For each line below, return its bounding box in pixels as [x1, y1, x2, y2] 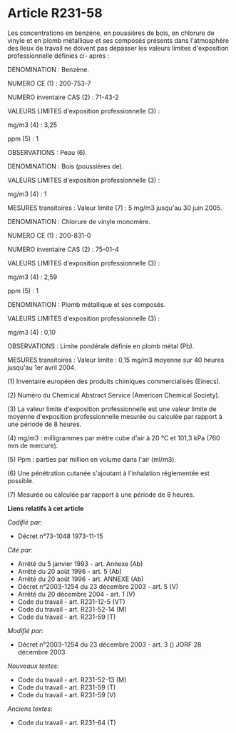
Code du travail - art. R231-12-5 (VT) [17, 597, 126, 606]
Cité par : [7, 545, 34, 554]
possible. [7, 476, 34, 485]
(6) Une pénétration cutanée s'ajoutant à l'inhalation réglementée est [7, 469, 210, 477]
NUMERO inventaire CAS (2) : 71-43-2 [7, 93, 119, 101]
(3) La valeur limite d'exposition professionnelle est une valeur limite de [7, 405, 217, 413]
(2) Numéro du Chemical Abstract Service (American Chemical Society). [7, 390, 220, 399]
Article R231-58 [7, 5, 103, 21]
